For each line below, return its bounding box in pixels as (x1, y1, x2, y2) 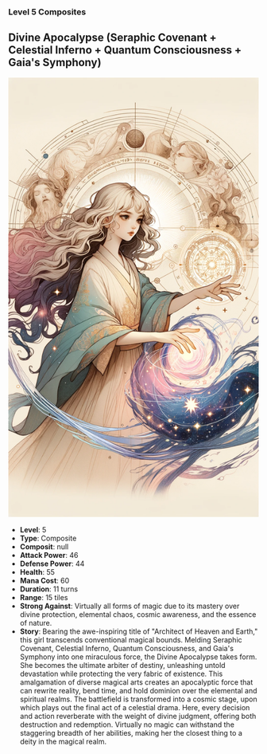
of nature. (19, 618, 52, 627)
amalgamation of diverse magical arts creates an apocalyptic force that (19, 677, 253, 687)
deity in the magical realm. (19, 736, 107, 746)
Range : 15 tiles (19, 592, 68, 602)
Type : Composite (19, 533, 77, 543)
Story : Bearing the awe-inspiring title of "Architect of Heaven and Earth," (19, 626, 258, 636)
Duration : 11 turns (19, 584, 78, 594)
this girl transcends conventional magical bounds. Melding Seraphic (19, 634, 242, 644)
